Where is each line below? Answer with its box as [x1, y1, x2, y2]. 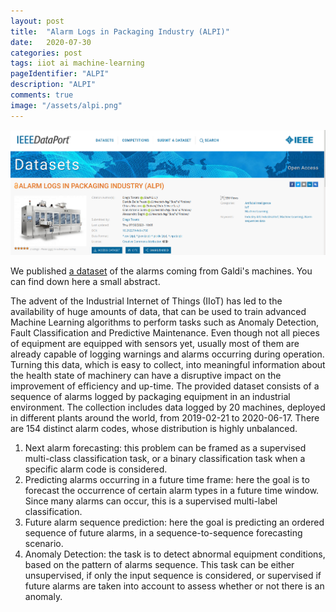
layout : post [10, 16, 65, 26]
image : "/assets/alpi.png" [10, 100, 123, 110]
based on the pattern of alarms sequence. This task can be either [24, 559, 295, 571]
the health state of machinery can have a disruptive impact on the [10, 370, 282, 382]
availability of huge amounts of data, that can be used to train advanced [10, 306, 307, 318]
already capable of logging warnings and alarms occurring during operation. [10, 348, 325, 360]
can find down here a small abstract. [10, 276, 161, 288]
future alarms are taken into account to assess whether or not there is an [24, 580, 325, 592]
